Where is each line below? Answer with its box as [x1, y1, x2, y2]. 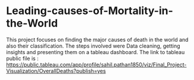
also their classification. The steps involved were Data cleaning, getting [6, 42, 180, 49]
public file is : [6, 55, 39, 62]
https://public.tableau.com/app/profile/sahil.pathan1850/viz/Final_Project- [6, 61, 187, 68]
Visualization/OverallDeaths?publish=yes [6, 67, 106, 74]
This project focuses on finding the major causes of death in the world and [6, 36, 189, 43]
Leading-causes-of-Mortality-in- [6, 4, 173, 18]
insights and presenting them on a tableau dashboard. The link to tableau [6, 48, 185, 55]
